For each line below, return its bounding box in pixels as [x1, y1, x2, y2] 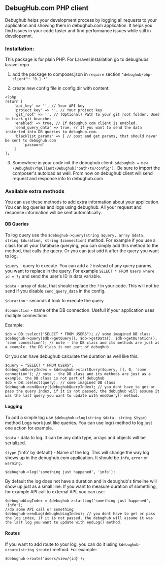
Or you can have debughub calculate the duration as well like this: [5, 353, 139, 359]
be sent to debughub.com [5, 138, 56, 143]
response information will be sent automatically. [5, 210, 102, 216]
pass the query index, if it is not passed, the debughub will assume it [5, 388, 160, 394]
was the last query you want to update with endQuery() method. [5, 393, 140, 398]
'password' [23, 142, 45, 147]
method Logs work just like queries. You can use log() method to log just [5, 420, 152, 425]
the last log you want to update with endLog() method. [5, 519, 122, 525]
